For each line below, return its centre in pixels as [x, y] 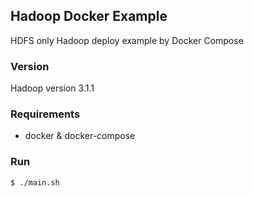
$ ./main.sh [35, 182]
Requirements [45, 114]
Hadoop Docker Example [89, 16]
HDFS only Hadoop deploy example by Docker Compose [127, 40]
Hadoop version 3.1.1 [52, 88]
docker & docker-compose [80, 136]
